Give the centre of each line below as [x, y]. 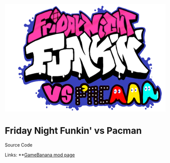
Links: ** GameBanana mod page [40, 155]
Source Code [19, 145]
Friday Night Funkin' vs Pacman [73, 131]
